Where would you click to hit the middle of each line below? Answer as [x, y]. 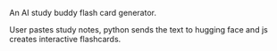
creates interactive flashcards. [65, 39]
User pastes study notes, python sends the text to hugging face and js [138, 29]
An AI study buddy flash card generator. [83, 13]
